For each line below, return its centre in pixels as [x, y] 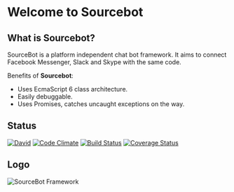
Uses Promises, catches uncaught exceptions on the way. [101, 104]
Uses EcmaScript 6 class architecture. [73, 89]
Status [22, 126]
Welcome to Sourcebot [75, 12]
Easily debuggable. [45, 96]
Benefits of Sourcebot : [40, 75]
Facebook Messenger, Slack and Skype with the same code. [95, 62]
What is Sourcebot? [51, 38]
